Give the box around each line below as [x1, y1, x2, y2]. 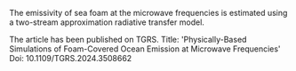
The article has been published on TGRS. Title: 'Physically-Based [9, 35, 247, 44]
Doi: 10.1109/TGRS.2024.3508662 [9, 53, 132, 63]
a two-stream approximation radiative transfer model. [9, 17, 204, 28]
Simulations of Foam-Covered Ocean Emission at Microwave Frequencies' [9, 43, 282, 54]
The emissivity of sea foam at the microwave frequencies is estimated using [9, 8, 288, 18]
